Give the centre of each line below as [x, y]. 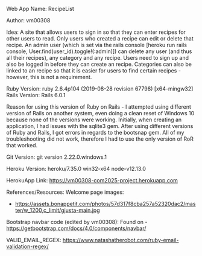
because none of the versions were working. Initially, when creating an [94, 120]
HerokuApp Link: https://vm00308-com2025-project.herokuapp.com [92, 180]
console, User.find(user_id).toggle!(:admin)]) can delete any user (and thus [99, 51]
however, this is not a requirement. [49, 77]
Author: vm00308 [28, 20]
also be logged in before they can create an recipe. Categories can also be [99, 64]
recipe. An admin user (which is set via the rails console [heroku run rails [96, 45]
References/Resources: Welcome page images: [65, 192]
